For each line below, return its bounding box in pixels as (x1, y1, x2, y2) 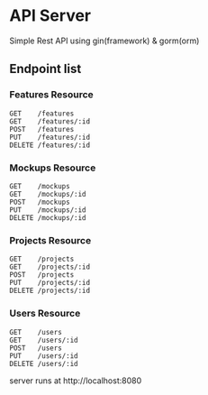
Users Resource (9, 308, 81, 320)
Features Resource (9, 88, 95, 101)
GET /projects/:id (9, 262, 91, 271)
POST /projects (9, 271, 75, 280)
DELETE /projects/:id (9, 286, 91, 296)
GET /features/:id (9, 116, 91, 126)
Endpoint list (9, 61, 82, 77)
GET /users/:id (9, 335, 78, 344)
